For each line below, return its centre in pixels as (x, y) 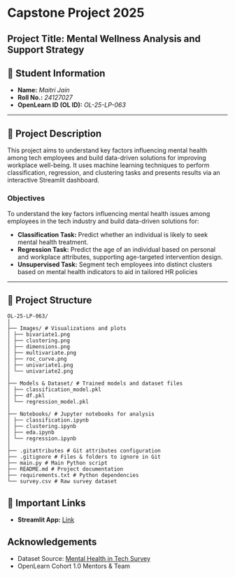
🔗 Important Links (47, 503)
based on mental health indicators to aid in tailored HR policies (107, 271)
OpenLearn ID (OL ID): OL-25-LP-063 (71, 105)
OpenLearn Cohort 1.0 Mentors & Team (74, 566)
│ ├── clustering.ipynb (42, 427)
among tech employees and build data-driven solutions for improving (107, 158)
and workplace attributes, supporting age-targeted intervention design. (120, 257)
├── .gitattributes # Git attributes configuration (84, 451)
